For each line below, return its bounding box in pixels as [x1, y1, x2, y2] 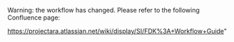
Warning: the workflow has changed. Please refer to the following [7, 6, 200, 14]
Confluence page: [7, 13, 61, 22]
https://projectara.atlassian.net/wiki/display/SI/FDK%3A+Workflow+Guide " [7, 27, 227, 35]
